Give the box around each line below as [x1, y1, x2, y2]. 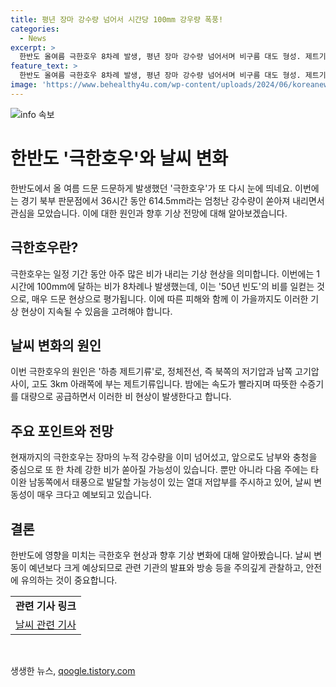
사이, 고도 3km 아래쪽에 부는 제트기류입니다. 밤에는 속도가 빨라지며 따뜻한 [10, 378, 298, 390]
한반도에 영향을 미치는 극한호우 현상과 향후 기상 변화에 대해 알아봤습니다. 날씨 [10, 549, 312, 561]
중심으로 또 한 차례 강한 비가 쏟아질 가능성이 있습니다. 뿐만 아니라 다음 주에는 [10, 464, 309, 476]
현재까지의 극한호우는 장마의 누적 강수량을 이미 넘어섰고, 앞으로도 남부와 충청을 [10, 451, 318, 463]
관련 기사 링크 [15, 599, 77, 613]
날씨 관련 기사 [15, 617, 77, 631]
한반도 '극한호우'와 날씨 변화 [10, 147, 228, 170]
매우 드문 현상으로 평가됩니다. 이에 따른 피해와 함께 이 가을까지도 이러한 [31, 292, 309, 305]
